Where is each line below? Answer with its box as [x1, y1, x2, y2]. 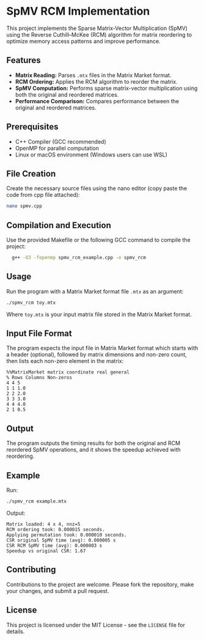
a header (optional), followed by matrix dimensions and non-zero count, [6, 351, 188, 358]
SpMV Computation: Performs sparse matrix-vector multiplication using [15, 84, 198, 92]
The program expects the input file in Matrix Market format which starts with [6, 344, 199, 352]
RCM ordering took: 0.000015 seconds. [6, 526, 105, 532]
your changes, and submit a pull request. [6, 587, 109, 594]
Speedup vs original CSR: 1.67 [6, 548, 86, 554]
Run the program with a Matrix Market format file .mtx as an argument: [6, 287, 184, 295]
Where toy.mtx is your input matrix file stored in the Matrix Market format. [6, 311, 192, 318]
